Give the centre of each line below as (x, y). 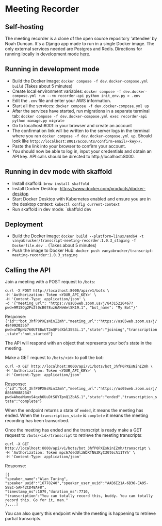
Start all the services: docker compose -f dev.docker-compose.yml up (81, 106)
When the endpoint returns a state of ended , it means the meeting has (74, 411)
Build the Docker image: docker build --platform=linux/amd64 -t (78, 236)
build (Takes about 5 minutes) (42, 86)
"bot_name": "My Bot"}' (113, 308)
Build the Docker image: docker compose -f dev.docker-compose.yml (80, 81)
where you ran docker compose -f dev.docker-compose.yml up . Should (82, 136)
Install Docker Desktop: (35, 188)
